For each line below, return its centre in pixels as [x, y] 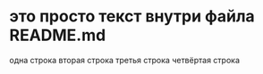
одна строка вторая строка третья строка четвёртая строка [124, 60]
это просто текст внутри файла [132, 16]
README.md [58, 35]
